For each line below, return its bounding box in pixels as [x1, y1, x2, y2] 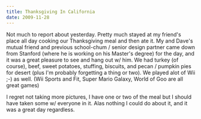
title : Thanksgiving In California [6, 8, 95, 15]
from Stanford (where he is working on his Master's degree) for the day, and [6, 50, 195, 57]
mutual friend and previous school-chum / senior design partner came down [6, 43, 196, 51]
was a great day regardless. [6, 106, 75, 113]
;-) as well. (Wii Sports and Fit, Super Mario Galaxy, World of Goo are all [6, 75, 184, 83]
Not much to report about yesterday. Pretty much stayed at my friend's [6, 30, 181, 38]
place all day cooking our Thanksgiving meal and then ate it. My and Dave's [6, 37, 193, 44]
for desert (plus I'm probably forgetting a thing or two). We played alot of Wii [6, 69, 196, 76]
